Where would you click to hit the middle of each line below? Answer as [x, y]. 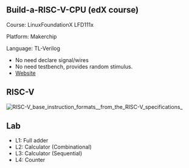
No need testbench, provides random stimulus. [74, 66]
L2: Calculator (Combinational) [53, 147]
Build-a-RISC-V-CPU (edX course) [72, 10]
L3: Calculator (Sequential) [49, 153]
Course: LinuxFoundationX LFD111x [50, 24]
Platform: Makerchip [32, 37]
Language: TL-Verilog [33, 48]
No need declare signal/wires [52, 60]
